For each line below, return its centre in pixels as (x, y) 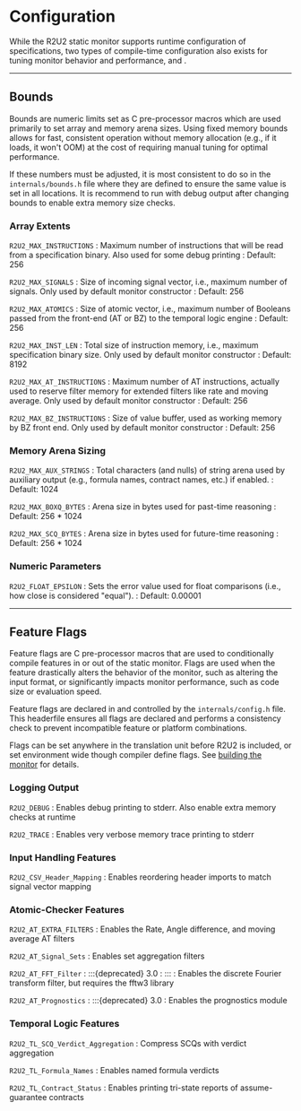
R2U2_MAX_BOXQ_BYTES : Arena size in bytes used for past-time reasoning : (143, 507)
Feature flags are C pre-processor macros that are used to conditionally (142, 654)
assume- (257, 1088)
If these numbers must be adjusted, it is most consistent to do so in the (140, 174)
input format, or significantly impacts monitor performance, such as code (144, 682)
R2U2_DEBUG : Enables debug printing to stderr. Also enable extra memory (143, 807)
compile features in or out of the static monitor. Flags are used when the (142, 663)
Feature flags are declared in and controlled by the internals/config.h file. (148, 709)
